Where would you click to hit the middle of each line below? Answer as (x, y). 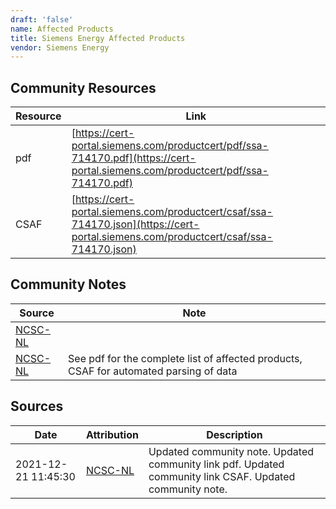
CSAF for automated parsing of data (153, 371)
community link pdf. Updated (216, 464)
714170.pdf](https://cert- (134, 158)
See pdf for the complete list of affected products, (185, 358)
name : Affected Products (62, 29)
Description (234, 434)
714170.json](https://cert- (135, 224)
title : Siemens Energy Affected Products (98, 38)
